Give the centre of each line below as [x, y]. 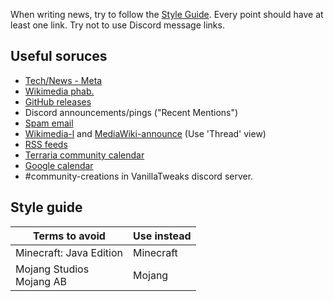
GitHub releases [58, 101]
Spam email [49, 123]
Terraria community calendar [84, 155]
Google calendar [59, 165]
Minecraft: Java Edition [69, 252]
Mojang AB [41, 281]
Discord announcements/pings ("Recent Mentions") [131, 112]
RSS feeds [46, 144]
